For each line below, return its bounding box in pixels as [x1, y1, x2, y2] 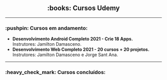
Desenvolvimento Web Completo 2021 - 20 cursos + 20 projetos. [12, 47, 150, 53]
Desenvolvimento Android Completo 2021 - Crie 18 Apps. [12, 36, 133, 42]
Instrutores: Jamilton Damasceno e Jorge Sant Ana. [12, 52, 118, 58]
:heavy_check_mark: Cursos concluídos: [5, 69, 106, 76]
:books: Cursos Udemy [47, 4, 120, 12]
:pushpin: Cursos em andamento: [5, 24, 88, 31]
